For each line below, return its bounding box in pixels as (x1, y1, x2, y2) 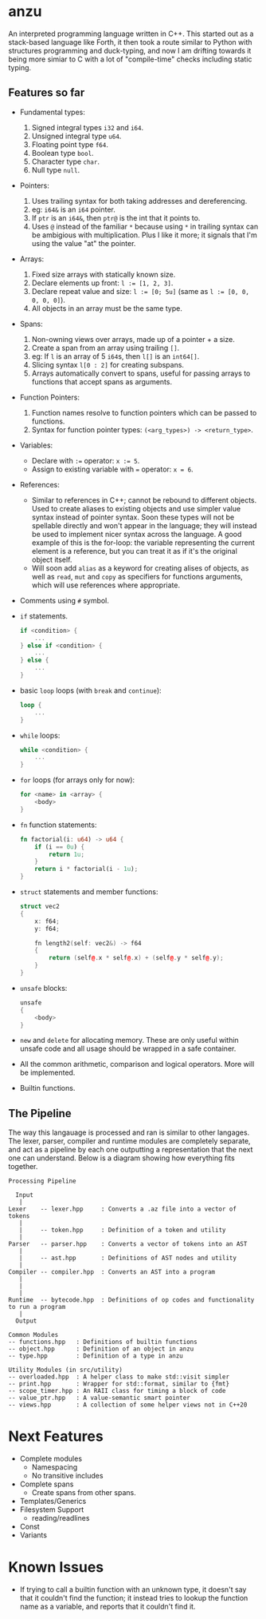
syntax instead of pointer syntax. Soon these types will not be (31, 512, 235, 522)
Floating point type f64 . (31, 139, 109, 149)
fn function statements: (19, 820, 97, 829)
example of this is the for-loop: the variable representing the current (31, 538, 255, 547)
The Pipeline (8, 1106, 72, 1120)
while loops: (19, 730, 61, 740)
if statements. (19, 611, 68, 621)
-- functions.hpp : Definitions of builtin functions (8, 1338, 198, 1347)
